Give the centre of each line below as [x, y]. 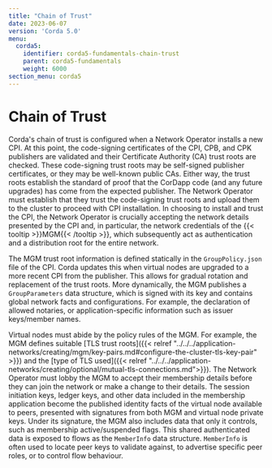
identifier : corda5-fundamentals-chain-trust [101, 54]
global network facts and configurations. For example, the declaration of [129, 301]
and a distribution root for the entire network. [84, 243]
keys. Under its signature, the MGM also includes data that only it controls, [133, 421]
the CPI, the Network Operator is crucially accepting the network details [129, 217]
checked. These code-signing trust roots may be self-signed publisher [127, 165]
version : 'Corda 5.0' [45, 31]
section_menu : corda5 [45, 76]
